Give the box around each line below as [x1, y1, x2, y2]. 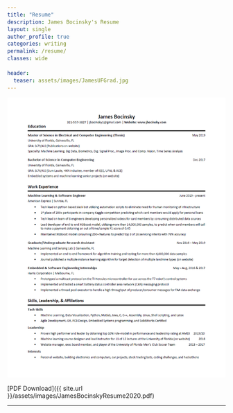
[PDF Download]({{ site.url [7, 385, 83, 393]
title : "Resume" [7, 11, 54, 18]
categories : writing [7, 40, 67, 48]
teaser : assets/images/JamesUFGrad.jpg [13, 77, 129, 84]
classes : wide [7, 55, 49, 62]
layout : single [7, 26, 51, 33]
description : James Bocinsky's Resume [7, 18, 119, 26]
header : [7, 69, 30, 76]
